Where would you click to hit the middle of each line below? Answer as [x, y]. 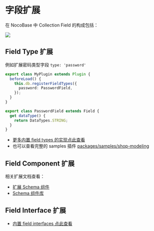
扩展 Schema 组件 [31, 187]
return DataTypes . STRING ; [41, 120]
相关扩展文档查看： [25, 176]
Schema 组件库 [28, 193]
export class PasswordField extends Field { [52, 111]
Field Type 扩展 [29, 52]
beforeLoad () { [25, 79]
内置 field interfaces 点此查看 [42, 223]
